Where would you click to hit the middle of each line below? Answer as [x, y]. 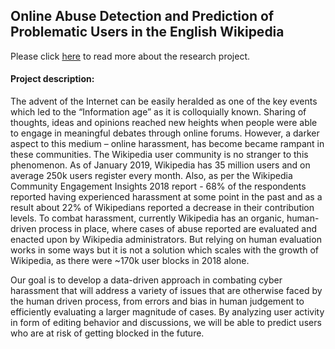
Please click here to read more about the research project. [130, 56]
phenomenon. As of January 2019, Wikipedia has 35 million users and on [160, 165]
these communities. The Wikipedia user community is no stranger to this [159, 155]
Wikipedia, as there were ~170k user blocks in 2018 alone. [130, 261]
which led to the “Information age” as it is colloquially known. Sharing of [158, 112]
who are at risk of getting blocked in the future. [107, 333]
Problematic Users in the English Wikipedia [147, 32]
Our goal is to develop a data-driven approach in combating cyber [146, 280]
